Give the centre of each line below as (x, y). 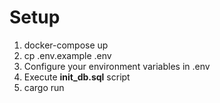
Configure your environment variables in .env (117, 66)
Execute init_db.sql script (77, 77)
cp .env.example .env (67, 55)
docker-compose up (66, 45)
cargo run (44, 87)
